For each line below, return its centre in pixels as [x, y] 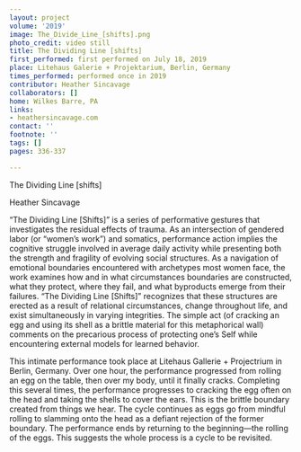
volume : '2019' [38, 26]
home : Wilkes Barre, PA [54, 101]
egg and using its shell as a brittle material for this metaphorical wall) [137, 324]
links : [22, 110]
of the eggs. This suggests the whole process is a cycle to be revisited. [141, 438]
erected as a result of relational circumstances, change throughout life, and [149, 306]
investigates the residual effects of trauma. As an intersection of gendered [147, 229]
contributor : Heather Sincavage [70, 84]
